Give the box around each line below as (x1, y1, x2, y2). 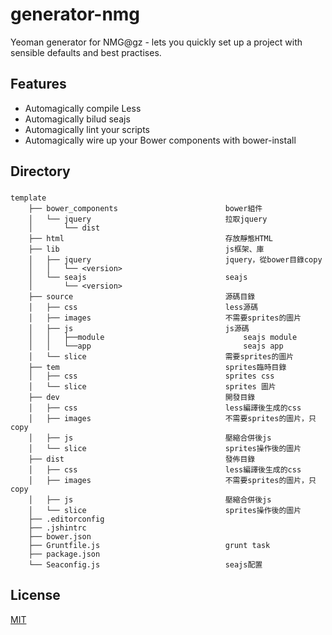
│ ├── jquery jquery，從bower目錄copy (28, 255, 323, 265)
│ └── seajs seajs (28, 273, 248, 283)
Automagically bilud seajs (24, 113, 131, 125)
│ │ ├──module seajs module (28, 333, 298, 343)
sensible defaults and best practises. (10, 46, 162, 58)
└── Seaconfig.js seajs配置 (28, 560, 263, 570)
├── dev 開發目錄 (28, 393, 256, 403)
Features (10, 76, 67, 93)
